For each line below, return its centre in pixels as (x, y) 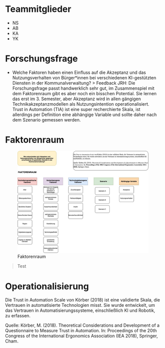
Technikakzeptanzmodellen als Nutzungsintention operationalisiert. (81, 104)
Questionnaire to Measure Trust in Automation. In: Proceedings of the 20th (81, 331)
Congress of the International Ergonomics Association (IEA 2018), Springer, (82, 336)
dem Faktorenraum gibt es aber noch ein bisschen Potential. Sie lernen (84, 93)
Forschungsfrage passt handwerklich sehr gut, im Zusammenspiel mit (83, 88)
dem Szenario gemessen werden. (46, 119)
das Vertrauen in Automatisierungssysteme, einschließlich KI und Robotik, (80, 310)
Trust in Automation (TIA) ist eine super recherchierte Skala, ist (76, 109)
